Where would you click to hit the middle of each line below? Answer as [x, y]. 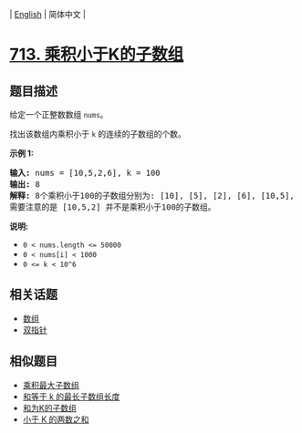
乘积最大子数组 [51, 385]
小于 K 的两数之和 [56, 419]
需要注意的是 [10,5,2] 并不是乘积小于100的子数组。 [113, 207]
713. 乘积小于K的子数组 [97, 55]
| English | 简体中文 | [48, 14]
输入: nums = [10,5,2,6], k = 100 [85, 173]
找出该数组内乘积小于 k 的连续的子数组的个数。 [98, 134]
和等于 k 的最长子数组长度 [71, 397]
